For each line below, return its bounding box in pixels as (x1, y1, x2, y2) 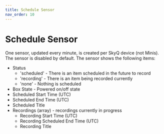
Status (12, 65, 26, 71)
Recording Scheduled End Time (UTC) (19, 118, 99, 124)
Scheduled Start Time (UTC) (12, 91, 71, 97)
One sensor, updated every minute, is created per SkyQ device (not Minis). (5, 50, 159, 56)
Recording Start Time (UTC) (19, 113, 77, 119)
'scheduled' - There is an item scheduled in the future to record (19, 70, 151, 76)
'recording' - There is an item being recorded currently (19, 75, 133, 81)
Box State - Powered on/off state (12, 86, 80, 92)
